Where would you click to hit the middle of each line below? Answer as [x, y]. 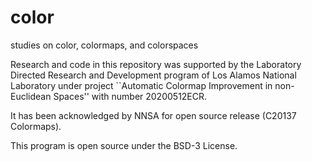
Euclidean [31, 96]
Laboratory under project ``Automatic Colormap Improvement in [141, 85]
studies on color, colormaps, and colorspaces [104, 45]
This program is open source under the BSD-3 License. [124, 145]
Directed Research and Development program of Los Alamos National [153, 75]
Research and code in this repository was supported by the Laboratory [156, 64]
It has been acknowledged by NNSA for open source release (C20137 [153, 115]
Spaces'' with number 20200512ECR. [130, 96]
